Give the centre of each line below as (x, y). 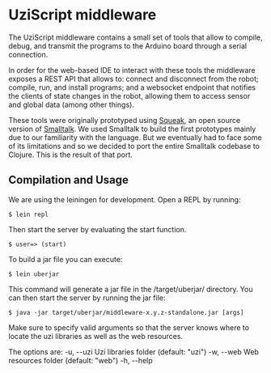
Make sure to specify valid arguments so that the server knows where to (129, 327)
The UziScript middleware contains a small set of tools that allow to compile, (135, 37)
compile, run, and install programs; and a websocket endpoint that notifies (132, 87)
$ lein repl (28, 214)
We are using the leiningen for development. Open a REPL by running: (125, 199)
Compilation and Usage (69, 180)
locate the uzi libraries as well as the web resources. (96, 336)
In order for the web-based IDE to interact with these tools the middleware (132, 70)
